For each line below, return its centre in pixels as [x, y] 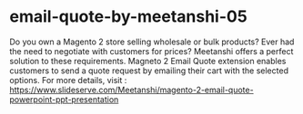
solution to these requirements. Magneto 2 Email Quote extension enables [148, 61]
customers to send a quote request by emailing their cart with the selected [149, 71]
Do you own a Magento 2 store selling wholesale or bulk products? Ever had [152, 42]
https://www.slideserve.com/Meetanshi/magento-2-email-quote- [131, 90]
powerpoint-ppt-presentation [64, 99]
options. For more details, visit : [68, 80]
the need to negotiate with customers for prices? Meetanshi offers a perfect [151, 51]
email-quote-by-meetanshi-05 [128, 17]
